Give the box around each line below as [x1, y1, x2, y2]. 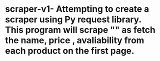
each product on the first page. [5, 45, 134, 57]
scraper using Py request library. [5, 14, 141, 25]
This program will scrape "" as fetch [5, 25, 156, 35]
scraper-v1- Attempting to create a [5, 3, 150, 15]
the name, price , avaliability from [5, 35, 145, 46]
